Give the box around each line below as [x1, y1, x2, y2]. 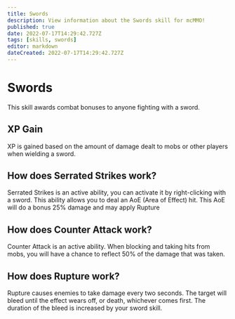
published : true [7, 23, 55, 30]
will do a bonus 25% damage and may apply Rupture [7, 203, 160, 211]
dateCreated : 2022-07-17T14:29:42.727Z [7, 50, 124, 57]
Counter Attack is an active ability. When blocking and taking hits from [7, 242, 210, 251]
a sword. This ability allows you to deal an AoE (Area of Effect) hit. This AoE [7, 196, 226, 204]
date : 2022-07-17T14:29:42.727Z [7, 30, 102, 37]
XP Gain [7, 124, 43, 136]
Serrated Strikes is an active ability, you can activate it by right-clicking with [7, 188, 227, 197]
